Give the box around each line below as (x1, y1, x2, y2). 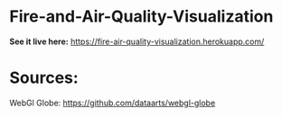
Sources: (9, 67, 79, 88)
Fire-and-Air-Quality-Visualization (9, 6, 274, 27)
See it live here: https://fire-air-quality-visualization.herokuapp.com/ (9, 36, 265, 47)
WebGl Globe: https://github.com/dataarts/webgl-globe (9, 97, 216, 108)
